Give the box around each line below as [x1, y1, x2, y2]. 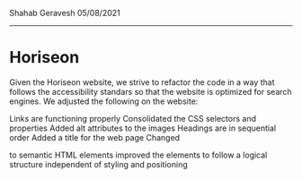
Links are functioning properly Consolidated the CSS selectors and [9, 113, 256, 124]
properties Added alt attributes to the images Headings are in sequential [9, 123, 277, 133]
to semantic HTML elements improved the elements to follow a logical [9, 149, 268, 160]
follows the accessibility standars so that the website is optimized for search [9, 86, 292, 97]
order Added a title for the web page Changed [9, 132, 181, 142]
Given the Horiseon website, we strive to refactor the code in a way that [9, 76, 276, 88]
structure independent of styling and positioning [9, 158, 188, 169]
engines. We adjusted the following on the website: [9, 96, 199, 107]
